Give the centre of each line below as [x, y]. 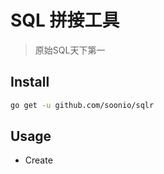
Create [38, 160]
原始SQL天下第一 [70, 50]
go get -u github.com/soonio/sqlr [82, 105]
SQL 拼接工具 [65, 20]
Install [30, 82]
